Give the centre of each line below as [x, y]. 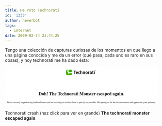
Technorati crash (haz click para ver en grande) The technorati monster [77, 113]
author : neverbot [23, 20]
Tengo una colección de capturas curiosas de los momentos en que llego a [80, 50]
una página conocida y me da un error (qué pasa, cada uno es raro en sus [79, 55]
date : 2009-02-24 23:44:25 [32, 36]
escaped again [20, 118]
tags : [10, 26]
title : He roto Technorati [32, 10]
